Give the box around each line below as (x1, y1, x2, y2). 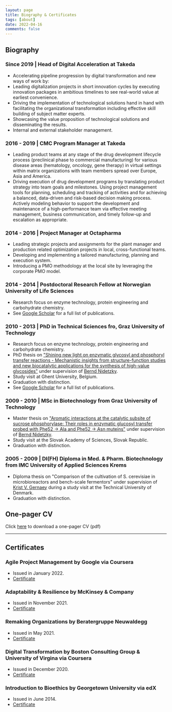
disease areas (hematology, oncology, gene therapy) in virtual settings (12, 162, 162, 169)
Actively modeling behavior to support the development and (12, 200, 140, 206)
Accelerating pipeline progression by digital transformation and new (12, 72, 156, 78)
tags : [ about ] (5, 17, 36, 22)
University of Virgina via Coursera (5, 654, 92, 661)
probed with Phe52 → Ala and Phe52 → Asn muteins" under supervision (12, 426, 165, 432)
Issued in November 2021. (12, 600, 68, 606)
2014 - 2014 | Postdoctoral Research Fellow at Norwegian (5, 281, 151, 288)
